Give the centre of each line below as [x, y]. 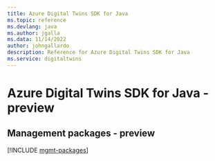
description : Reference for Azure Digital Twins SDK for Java [99, 53]
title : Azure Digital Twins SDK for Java [68, 14]
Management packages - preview [81, 134]
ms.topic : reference [37, 20]
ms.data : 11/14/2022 [37, 40]
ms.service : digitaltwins [44, 59]
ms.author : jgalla [34, 33]
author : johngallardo [38, 46]
